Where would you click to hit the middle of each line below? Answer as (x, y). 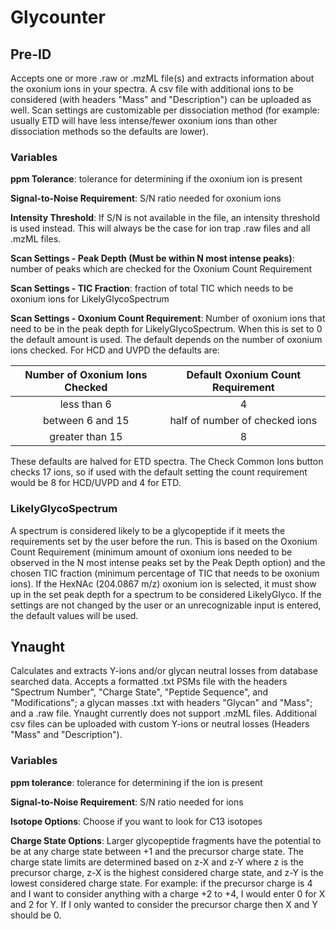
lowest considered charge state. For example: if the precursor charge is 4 (161, 883)
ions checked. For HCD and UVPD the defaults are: (115, 350)
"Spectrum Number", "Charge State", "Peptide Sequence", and (139, 692)
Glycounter (58, 17)
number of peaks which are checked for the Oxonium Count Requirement (161, 269)
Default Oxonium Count (244, 375)
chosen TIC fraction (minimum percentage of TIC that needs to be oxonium (165, 573)
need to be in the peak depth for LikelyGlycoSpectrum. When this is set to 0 (166, 329)
